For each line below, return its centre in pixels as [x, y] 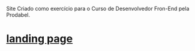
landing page [40, 39]
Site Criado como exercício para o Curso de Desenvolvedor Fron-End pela [98, 9]
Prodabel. [18, 15]
